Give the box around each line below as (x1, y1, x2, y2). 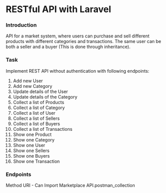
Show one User (13, 142, 45, 148)
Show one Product (13, 131, 52, 137)
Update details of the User (13, 88, 68, 94)
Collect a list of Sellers (13, 115, 60, 121)
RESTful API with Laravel (6, 4, 112, 15)
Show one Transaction (13, 158, 60, 164)
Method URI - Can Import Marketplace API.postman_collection (6, 182, 135, 188)
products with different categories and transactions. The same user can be (6, 38, 161, 44)
